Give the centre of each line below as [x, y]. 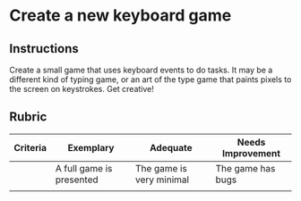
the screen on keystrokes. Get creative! [82, 89]
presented [77, 180]
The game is [162, 168]
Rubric [28, 117]
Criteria [30, 147]
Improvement [251, 153]
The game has [245, 168]
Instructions [44, 49]
